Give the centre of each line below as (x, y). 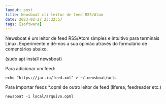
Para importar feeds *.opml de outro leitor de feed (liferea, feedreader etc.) (83, 87)
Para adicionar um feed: (30, 69)
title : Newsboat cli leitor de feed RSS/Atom (54, 15)
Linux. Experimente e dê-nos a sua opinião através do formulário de (76, 44)
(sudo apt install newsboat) (34, 59)
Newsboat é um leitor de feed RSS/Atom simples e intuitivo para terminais (82, 38)
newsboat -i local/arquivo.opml (39, 96)
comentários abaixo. (27, 49)
